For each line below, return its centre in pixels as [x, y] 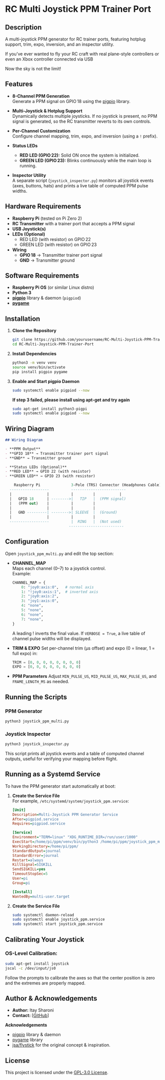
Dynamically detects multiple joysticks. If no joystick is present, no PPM [85, 116]
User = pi [20, 878]
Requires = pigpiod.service [39, 824]
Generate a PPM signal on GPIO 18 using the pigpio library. [71, 101]
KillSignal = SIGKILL [32, 865]
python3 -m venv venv [34, 363]
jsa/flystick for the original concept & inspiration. [61, 1045]
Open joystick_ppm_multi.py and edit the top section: [59, 554]
